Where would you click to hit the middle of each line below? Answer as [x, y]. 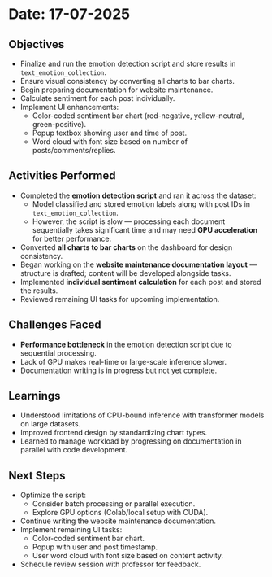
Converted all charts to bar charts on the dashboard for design [126, 247]
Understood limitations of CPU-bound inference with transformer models [142, 415]
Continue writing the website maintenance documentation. [118, 521]
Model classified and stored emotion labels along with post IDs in [141, 203]
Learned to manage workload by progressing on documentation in [131, 441]
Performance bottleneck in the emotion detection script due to [126, 344]
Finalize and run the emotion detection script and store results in [128, 63]
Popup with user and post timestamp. [95, 547]
